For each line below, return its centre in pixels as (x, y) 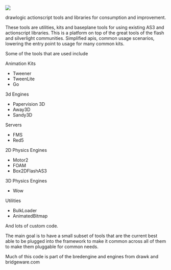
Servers (14, 125)
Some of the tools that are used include (47, 53)
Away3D (21, 109)
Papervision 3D (29, 104)
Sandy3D (22, 115)
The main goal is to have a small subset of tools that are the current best (81, 236)
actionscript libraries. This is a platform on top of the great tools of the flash (85, 33)
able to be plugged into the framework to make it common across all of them (86, 241)
